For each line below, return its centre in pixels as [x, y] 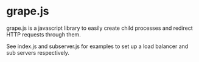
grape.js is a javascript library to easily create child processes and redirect [100, 28]
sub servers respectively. [38, 52]
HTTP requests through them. [44, 34]
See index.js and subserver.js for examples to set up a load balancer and [97, 46]
